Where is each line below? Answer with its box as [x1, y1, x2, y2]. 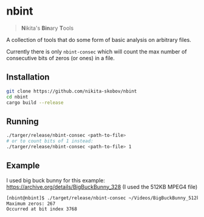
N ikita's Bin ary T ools [21, 24, 74, 32]
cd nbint [6, 94, 29, 100]
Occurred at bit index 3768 [6, 206, 78, 212]
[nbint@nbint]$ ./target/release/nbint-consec [6, 195, 126, 201]
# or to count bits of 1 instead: [6, 138, 94, 144]
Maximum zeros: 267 [6, 201, 56, 207]
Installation [6, 72, 50, 83]
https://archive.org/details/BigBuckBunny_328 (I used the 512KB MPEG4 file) [6, 183, 198, 190]
